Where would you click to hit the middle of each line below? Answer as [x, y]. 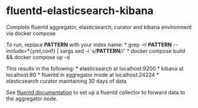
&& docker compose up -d [38, 57]
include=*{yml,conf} [31, 50]
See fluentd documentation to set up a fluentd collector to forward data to [96, 92]
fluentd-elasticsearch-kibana [80, 11]
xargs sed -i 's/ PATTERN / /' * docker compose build [123, 50]
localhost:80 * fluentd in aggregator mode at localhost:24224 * [82, 75]
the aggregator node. [32, 99]
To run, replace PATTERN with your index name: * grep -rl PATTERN [89, 45]
